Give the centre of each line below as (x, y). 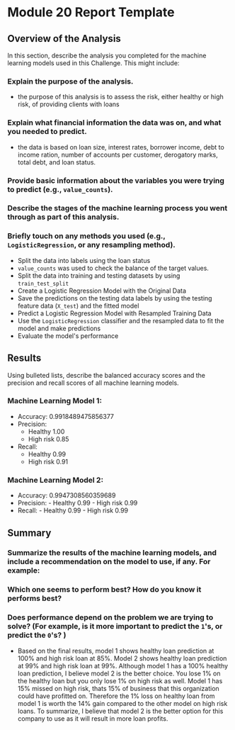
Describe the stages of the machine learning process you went (117, 208)
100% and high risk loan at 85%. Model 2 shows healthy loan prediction (122, 658)
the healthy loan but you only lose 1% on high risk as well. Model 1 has (120, 680)
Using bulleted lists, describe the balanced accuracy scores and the (106, 375)
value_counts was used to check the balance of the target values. (113, 268)
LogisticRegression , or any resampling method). (91, 245)
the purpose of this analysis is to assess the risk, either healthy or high (121, 97)
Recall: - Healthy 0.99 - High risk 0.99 (73, 510)
